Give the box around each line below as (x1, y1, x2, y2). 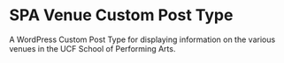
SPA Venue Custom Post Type (9, 5, 234, 25)
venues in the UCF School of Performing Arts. (9, 43, 176, 53)
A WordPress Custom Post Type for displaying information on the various (9, 34, 276, 45)
